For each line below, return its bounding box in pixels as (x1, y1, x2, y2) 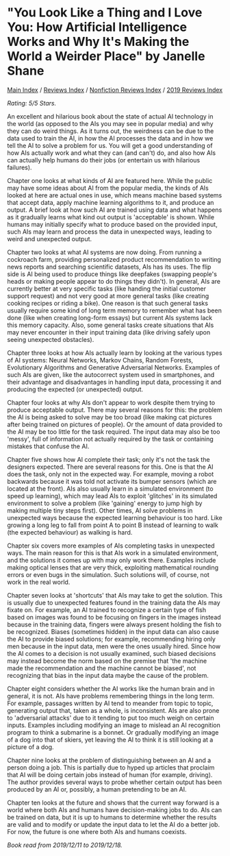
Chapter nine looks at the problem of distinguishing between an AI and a (7, 756, 212, 764)
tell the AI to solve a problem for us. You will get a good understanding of (7, 141, 214, 149)
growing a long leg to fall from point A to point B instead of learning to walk (7, 521, 219, 529)
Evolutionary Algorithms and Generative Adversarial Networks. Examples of (7, 363, 220, 371)
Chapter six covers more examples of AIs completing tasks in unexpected (7, 541, 215, 550)
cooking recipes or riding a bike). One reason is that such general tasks (7, 299, 209, 307)
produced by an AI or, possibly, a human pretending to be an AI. (7, 785, 187, 793)
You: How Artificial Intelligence (7, 19, 187, 35)
